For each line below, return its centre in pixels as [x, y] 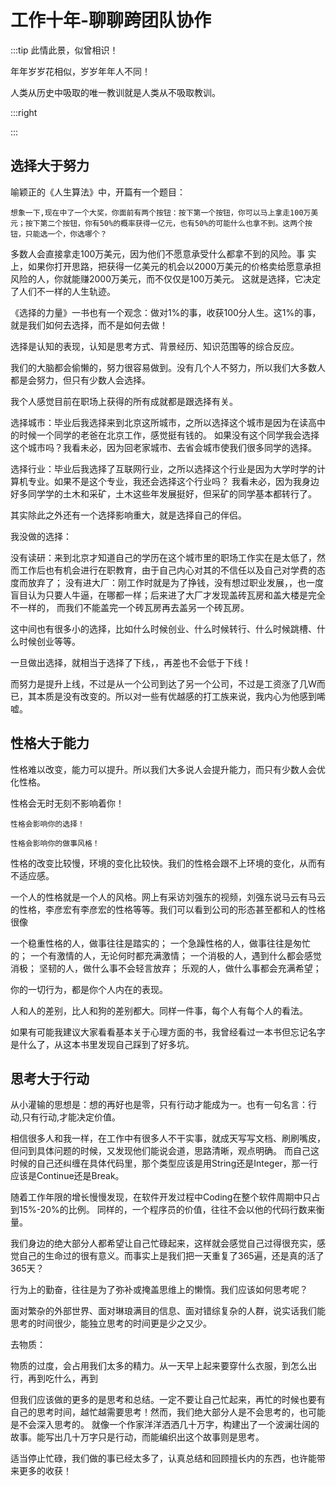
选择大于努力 [50, 166]
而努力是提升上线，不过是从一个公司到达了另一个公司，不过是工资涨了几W [163, 683]
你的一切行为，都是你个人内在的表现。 [89, 989]
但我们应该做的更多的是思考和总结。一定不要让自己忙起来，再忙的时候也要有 [168, 1400]
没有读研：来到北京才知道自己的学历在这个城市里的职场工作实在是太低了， [163, 557]
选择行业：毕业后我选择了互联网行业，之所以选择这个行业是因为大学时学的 [163, 468]
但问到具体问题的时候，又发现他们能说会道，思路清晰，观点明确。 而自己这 [165, 1151]
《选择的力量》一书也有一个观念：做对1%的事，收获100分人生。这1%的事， [166, 312]
